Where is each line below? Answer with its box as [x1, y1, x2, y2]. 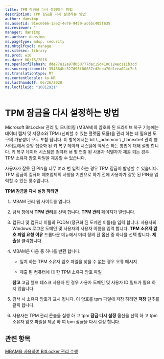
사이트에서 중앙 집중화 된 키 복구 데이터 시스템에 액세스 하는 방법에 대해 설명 [5, 143, 150, 149]
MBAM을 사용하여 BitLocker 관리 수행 [5, 349, 78, 355]
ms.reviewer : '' [5, 26, 38, 30]
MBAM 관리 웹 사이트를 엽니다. [12, 199, 72, 205]
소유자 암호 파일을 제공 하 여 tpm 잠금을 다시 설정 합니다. [12, 319, 120, 325]
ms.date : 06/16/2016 [5, 57, 47, 62]
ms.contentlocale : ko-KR [5, 76, 56, 80]
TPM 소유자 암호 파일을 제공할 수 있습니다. [5, 155, 87, 161]
